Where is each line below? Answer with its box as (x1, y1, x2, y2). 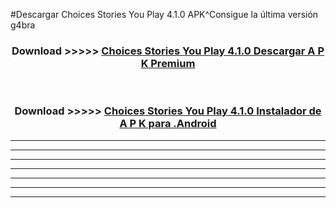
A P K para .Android (119, 117, 217, 131)
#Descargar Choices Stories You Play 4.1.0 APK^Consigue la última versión (10, 9, 319, 20)
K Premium (140, 56, 196, 70)
